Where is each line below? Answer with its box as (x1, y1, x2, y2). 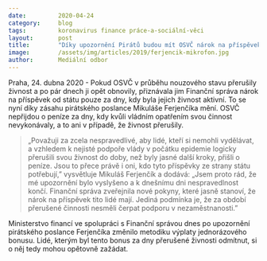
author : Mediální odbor (8, 56, 109, 64)
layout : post (8, 33, 73, 42)
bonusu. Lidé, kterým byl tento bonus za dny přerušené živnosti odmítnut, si (8, 236, 257, 245)
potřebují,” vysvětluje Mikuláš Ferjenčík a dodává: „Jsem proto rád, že (27, 169, 257, 179)
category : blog (8, 19, 73, 27)
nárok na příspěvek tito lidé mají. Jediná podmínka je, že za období (27, 194, 246, 204)
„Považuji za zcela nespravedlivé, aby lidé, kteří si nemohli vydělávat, (27, 135, 254, 145)
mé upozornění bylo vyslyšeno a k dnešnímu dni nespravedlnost (27, 177, 239, 187)
